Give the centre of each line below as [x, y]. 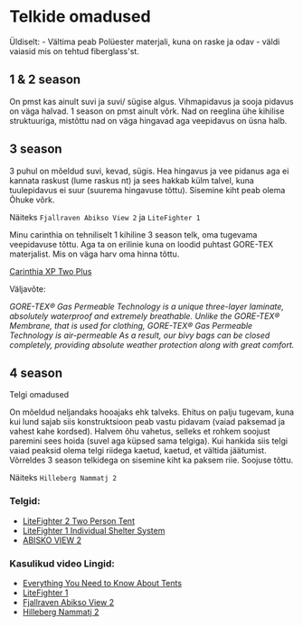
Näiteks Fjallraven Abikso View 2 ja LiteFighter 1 [105, 217]
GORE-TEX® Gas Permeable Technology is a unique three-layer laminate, [147, 306]
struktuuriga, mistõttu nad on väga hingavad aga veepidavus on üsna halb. [148, 120]
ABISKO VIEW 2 [52, 540]
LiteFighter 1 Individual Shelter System [94, 530]
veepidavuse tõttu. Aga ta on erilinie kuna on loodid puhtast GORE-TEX [142, 244]
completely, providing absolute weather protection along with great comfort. [152, 344]
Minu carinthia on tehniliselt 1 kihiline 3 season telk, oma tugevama [133, 234]
